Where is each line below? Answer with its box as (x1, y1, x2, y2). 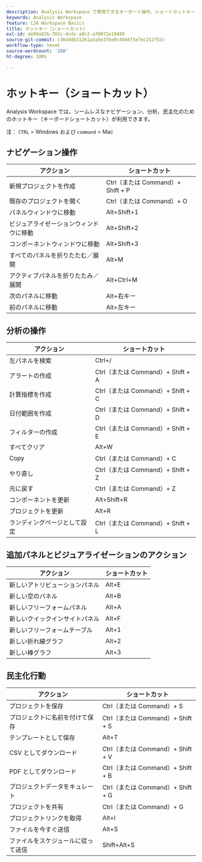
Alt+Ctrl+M (106, 276, 138, 284)
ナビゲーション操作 (6, 147, 78, 157)
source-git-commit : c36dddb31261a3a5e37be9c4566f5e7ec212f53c (6, 37, 165, 43)
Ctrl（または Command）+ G (102, 802, 184, 811)
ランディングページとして (9, 518, 81, 527)
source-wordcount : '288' (6, 48, 69, 54)
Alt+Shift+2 (106, 224, 139, 232)
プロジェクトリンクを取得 (9, 814, 82, 822)
